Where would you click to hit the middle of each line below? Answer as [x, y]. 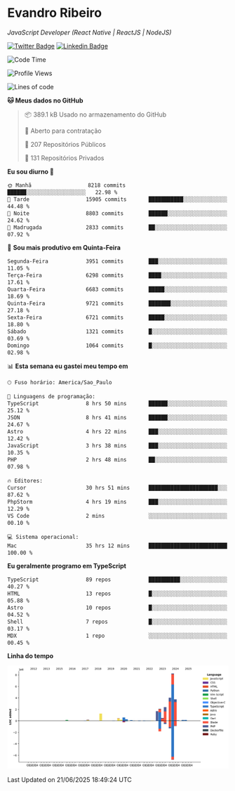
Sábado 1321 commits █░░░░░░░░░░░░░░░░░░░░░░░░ [117, 332]
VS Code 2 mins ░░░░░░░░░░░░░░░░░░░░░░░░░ [117, 516]
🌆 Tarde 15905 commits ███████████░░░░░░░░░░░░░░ [117, 199]
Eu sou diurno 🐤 [31, 171]
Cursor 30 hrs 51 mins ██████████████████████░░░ [117, 488]
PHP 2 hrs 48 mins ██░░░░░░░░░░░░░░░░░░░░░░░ [117, 459]
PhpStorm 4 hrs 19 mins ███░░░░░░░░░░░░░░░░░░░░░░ [117, 502]
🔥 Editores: [25, 481]
